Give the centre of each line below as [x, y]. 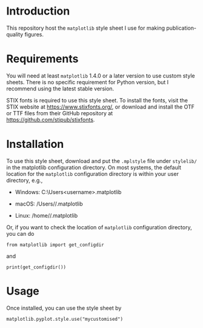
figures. [34, 34]
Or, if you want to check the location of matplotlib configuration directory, [99, 227]
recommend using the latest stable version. [60, 89]
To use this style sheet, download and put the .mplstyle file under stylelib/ [101, 161]
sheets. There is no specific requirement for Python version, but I [88, 82]
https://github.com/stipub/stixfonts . [51, 119]
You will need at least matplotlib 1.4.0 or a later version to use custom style [101, 75]
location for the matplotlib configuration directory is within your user [92, 173]
